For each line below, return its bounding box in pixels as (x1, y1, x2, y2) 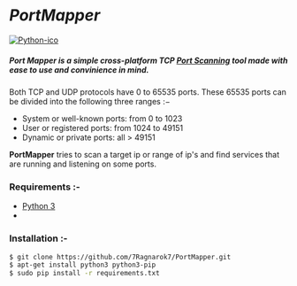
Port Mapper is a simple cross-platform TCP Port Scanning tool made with (9, 55, 288, 66)
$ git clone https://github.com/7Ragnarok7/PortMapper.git (9, 252, 232, 261)
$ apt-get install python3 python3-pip (9, 260, 156, 270)
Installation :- (9, 232, 68, 244)
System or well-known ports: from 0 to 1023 (21, 112, 183, 124)
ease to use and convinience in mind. (9, 64, 149, 75)
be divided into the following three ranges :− (9, 96, 171, 106)
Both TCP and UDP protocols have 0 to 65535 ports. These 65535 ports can (9, 86, 287, 97)
